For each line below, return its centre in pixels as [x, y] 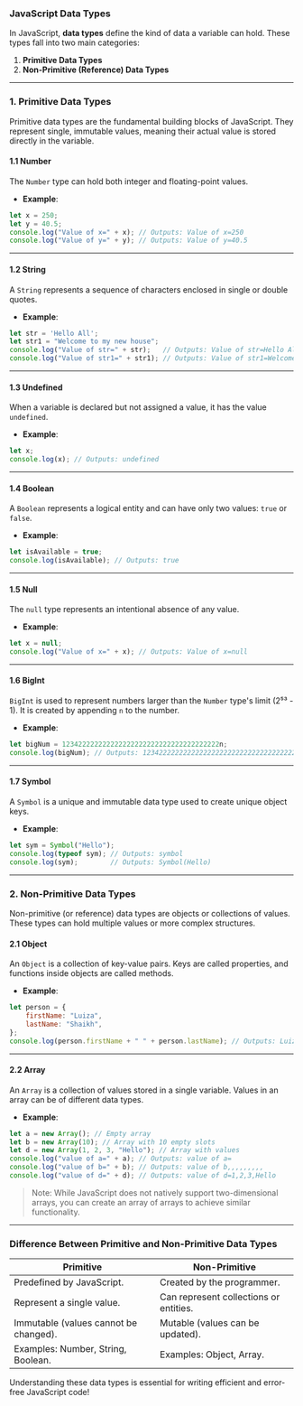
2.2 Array [28, 1070]
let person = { [38, 1008]
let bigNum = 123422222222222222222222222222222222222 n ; [119, 745]
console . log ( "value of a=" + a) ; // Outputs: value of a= [120, 1159]
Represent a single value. [67, 1303]
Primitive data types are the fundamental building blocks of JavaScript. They [151, 121]
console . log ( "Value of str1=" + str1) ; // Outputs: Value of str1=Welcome [153, 358]
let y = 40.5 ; [36, 224]
